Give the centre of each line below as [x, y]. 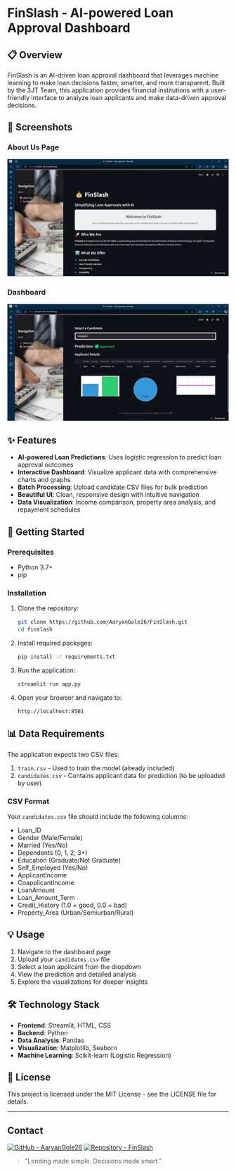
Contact [25, 1130]
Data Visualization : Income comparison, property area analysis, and [117, 502]
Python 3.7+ [35, 567]
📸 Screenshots [40, 127]
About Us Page [33, 147]
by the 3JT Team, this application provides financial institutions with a [108, 90]
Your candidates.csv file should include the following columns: [98, 816]
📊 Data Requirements [56, 734]
